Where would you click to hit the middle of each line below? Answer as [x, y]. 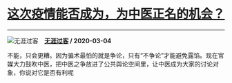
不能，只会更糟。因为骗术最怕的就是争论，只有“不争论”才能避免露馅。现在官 [116, 55]
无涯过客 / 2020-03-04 [78, 40]
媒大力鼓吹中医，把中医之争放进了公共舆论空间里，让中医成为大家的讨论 [110, 64]
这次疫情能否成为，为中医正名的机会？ [116, 14]
